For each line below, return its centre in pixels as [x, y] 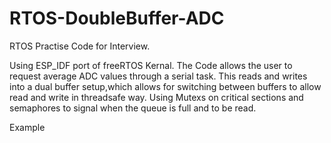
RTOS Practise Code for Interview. [80, 46]
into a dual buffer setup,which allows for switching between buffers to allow [165, 86]
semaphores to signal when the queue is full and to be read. [133, 108]
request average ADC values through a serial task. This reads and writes [158, 76]
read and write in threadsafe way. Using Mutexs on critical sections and [156, 97]
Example [27, 127]
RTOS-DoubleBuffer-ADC [117, 18]
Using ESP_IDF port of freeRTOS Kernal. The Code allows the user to [151, 65]
